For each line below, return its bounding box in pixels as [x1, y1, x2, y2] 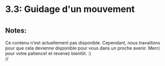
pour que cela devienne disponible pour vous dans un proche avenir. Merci [5, 45, 160, 51]
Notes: [5, 26, 27, 35]
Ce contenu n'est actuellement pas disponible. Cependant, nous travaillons [5, 39, 160, 45]
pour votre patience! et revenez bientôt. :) [5, 50, 91, 56]
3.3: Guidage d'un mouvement [5, 3, 135, 15]
